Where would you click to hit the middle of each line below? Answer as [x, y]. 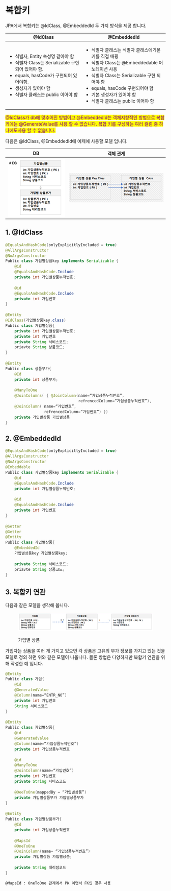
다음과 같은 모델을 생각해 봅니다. [37, 605]
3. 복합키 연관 [25, 592]
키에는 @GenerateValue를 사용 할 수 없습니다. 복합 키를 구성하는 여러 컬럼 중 [82, 124]
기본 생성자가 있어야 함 [114, 94]
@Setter [13, 526]
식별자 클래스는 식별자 [113, 50]
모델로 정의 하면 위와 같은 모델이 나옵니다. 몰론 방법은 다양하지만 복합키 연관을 [83, 657]
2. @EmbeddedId [33, 439]
